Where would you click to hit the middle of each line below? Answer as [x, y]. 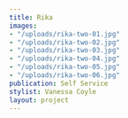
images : [23, 26]
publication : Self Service [59, 83]
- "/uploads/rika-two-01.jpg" [65, 34]
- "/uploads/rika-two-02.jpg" [65, 42]
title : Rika [31, 17]
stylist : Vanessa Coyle [53, 91]
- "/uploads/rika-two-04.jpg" [65, 59]
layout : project [39, 100]
